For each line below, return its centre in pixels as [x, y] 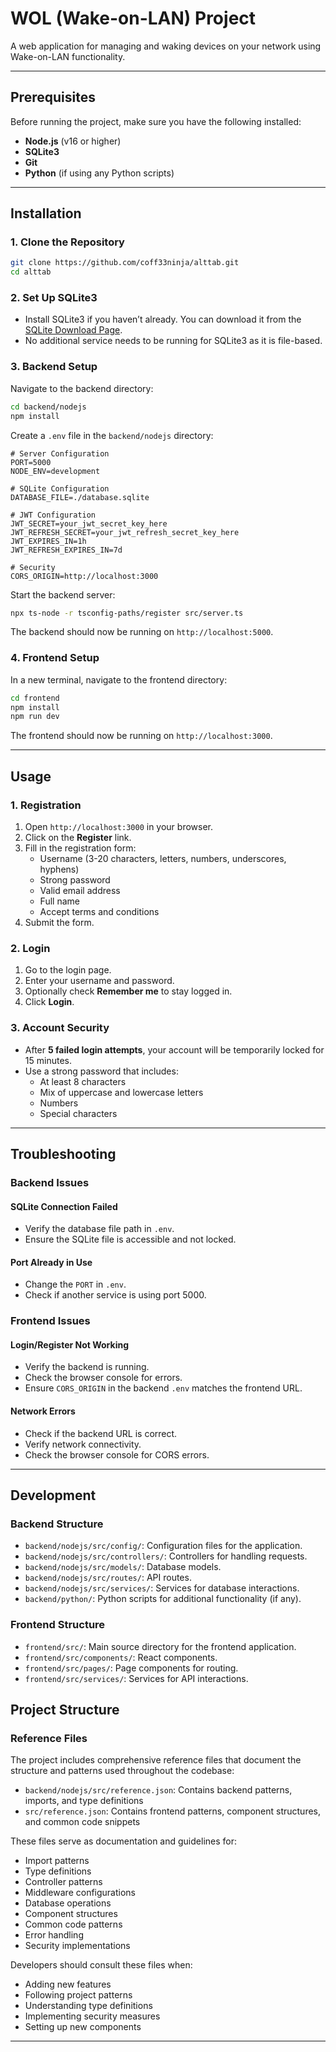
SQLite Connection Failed [64, 1206]
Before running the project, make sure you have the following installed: [156, 121]
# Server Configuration [60, 453]
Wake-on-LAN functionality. [68, 56]
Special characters [78, 1113]
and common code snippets [82, 1822]
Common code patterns [73, 1924]
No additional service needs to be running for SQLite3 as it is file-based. [173, 341]
